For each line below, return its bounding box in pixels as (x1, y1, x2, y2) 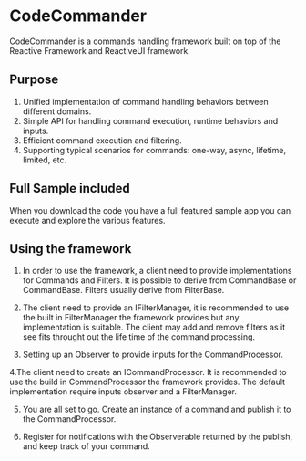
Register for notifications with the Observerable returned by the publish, (22, 431, 293, 443)
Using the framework (9, 241, 132, 257)
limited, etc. (22, 154, 67, 165)
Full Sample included (9, 181, 130, 196)
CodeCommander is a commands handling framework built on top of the (9, 36, 281, 47)
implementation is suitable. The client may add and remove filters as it (22, 321, 286, 333)
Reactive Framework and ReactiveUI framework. (9, 45, 191, 56)
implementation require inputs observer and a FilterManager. (9, 386, 237, 397)
